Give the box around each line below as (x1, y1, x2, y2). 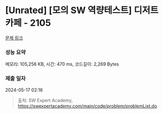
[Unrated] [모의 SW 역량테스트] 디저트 (5, 5, 158, 16)
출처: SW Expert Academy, (17, 97, 73, 103)
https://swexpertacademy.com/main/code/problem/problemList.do (17, 103, 157, 109)
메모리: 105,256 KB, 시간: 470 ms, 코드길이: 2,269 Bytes (5, 61, 119, 67)
